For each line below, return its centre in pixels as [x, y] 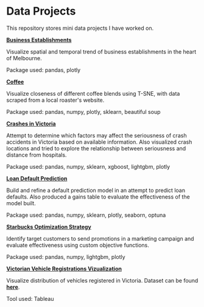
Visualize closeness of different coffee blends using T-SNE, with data [93, 93]
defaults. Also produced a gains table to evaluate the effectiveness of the [98, 197]
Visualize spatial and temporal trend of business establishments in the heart [101, 51]
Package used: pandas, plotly [44, 70]
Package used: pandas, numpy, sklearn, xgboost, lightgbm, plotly [88, 166]
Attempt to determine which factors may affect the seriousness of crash [97, 135]
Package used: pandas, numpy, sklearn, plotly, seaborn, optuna [86, 215]
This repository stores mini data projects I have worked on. [80, 28]
